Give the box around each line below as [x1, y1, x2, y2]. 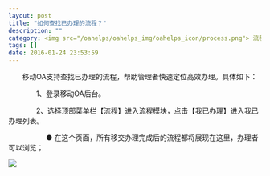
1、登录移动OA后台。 [35, 89, 106, 98]
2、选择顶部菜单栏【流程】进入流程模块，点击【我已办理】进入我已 [35, 106, 259, 115]
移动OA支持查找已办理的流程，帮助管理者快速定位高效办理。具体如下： [22, 72, 258, 81]
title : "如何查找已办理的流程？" [8, 19, 107, 27]
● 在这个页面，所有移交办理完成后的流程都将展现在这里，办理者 [45, 133, 259, 142]
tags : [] [8, 42, 38, 50]
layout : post [8, 11, 52, 20]
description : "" [8, 26, 63, 34]
